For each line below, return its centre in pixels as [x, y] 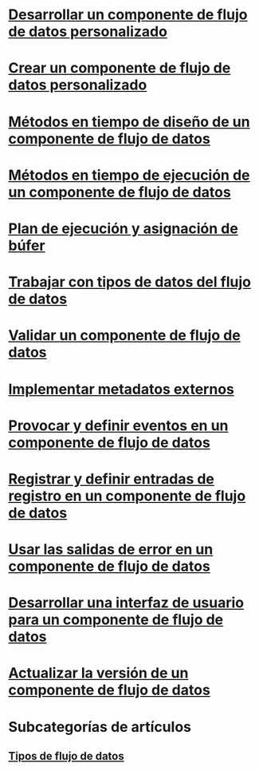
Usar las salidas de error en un [111, 550]
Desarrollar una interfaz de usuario [126, 603]
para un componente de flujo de [116, 620]
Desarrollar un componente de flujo [128, 15]
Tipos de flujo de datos [67, 756]
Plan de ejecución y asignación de [124, 228]
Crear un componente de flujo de [120, 68]
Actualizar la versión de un [98, 673]
